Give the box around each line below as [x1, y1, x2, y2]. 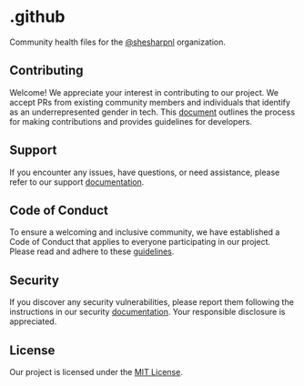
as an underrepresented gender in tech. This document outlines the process [9, 107, 296, 117]
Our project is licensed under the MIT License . [9, 367, 184, 377]
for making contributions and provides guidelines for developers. [9, 116, 253, 127]
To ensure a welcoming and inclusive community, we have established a [9, 227, 280, 238]
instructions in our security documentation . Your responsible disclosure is [9, 307, 286, 318]
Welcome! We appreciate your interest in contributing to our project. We [9, 86, 279, 97]
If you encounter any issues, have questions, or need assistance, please [9, 167, 280, 178]
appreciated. [9, 316, 57, 327]
